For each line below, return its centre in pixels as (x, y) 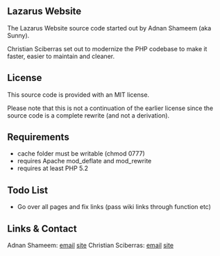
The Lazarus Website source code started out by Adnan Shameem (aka (109, 28)
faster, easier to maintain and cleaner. (61, 56)
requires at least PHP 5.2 (53, 168)
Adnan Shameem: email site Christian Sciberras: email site (91, 246)
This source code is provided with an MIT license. (78, 94)
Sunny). (18, 35)
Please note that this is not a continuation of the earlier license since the (110, 108)
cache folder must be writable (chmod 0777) (81, 154)
